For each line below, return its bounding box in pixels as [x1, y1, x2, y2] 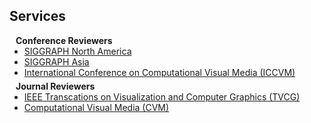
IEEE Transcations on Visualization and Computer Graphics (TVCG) [23, 90, 301, 103]
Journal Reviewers [15, 80, 96, 92]
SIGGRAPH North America [23, 45, 132, 57]
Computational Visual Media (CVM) [23, 101, 170, 113]
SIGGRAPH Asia [23, 55, 90, 68]
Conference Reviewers [15, 34, 113, 46]
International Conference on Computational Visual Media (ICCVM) [23, 66, 296, 78]
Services [9, 8, 67, 25]
